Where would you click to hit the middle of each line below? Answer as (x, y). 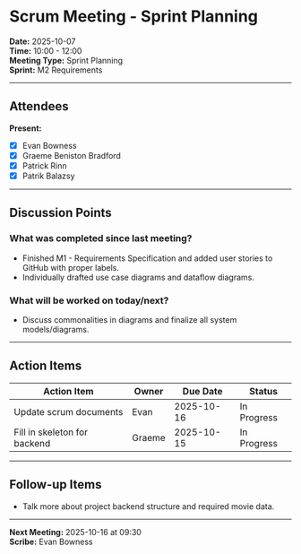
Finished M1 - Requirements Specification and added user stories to (147, 258)
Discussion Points (60, 213)
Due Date (202, 391)
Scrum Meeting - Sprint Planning (133, 17)
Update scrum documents (69, 411)
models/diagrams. (56, 329)
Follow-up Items (56, 485)
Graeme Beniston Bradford (71, 155)
